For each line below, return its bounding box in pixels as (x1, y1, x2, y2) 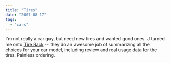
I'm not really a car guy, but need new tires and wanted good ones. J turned (5, 36, 165, 42)
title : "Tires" (5, 7, 38, 13)
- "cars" (10, 22, 29, 27)
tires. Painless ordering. (5, 52, 55, 58)
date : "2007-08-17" (5, 12, 47, 17)
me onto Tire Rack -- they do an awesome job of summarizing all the (5, 41, 150, 48)
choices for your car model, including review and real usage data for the (5, 47, 157, 53)
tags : (5, 17, 17, 22)
